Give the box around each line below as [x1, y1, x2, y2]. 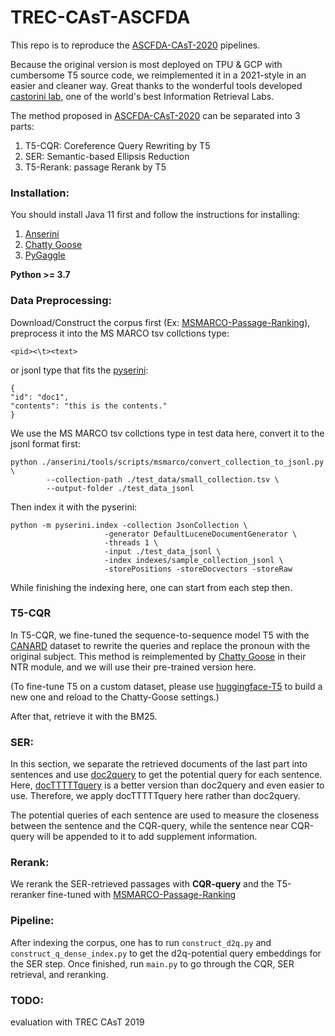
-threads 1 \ [104, 537, 159, 548]
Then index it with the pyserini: [10, 501, 138, 513]
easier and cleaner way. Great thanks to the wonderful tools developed [10, 79, 303, 91]
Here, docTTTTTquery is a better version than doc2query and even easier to [10, 779, 325, 791]
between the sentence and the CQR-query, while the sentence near [10, 820, 289, 832]
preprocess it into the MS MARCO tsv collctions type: [10, 327, 230, 339]
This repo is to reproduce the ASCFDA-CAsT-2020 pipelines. [10, 39, 261, 51]
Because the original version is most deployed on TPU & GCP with [10, 58, 283, 70]
